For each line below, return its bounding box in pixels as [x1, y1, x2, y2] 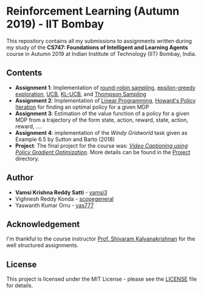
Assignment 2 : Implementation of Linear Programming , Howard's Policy [15, 97, 196, 104]
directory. [15, 155, 40, 162]
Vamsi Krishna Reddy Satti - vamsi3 [15, 188, 108, 196]
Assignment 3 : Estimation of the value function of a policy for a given [15, 109, 190, 117]
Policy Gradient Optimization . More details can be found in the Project [15, 148, 190, 156]
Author [6, 173, 33, 183]
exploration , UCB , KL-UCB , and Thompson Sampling [15, 90, 147, 98]
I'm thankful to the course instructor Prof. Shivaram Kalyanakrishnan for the [6, 235, 196, 242]
